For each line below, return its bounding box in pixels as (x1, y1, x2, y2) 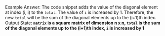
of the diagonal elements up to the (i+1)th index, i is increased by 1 (5, 25, 145, 31)
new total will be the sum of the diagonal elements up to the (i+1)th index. (5, 15, 157, 20)
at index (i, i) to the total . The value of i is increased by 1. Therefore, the (5, 9, 154, 15)
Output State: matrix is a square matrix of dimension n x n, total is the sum (5, 20, 161, 26)
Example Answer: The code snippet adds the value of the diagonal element (5, 4, 158, 10)
